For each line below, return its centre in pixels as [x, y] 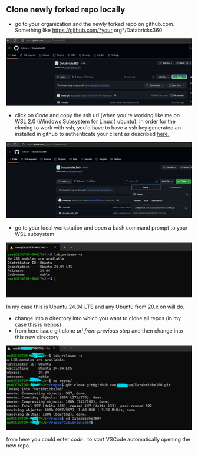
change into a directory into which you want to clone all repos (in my [98, 318]
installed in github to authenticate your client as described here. [92, 134]
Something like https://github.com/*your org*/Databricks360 [88, 30]
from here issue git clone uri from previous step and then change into [99, 331]
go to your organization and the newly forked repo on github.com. [95, 24]
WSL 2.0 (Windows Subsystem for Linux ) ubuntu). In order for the [95, 121]
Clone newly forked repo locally [66, 10]
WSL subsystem [34, 234]
